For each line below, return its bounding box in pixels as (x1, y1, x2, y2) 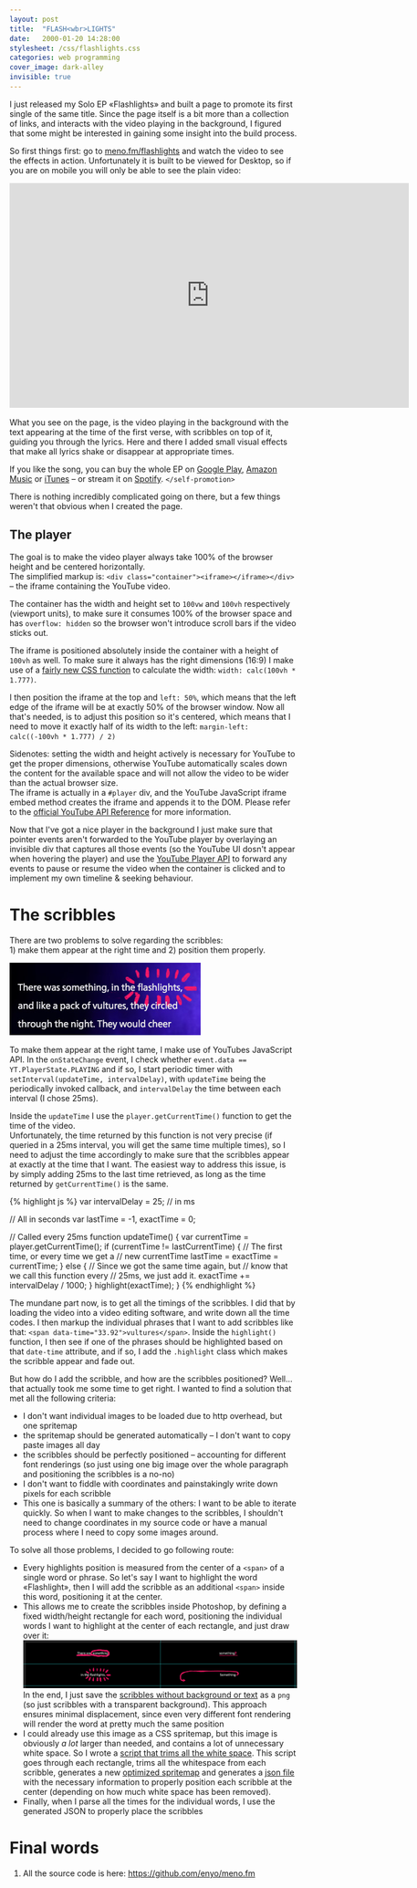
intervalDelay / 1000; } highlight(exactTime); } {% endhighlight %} (9, 1279, 256, 1290)
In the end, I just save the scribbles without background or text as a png (22, 1689, 290, 1701)
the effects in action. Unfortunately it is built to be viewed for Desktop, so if (9, 155, 292, 166)
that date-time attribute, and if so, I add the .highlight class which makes (9, 1346, 288, 1357)
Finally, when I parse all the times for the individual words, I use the (22, 1796, 276, 1807)
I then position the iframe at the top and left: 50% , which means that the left (9, 692, 297, 703)
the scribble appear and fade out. (9, 1355, 135, 1366)
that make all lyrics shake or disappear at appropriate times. (9, 445, 235, 456)
